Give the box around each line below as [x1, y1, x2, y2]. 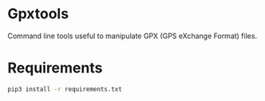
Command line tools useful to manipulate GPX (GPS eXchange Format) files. [7, 31, 257, 41]
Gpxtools [7, 5, 69, 23]
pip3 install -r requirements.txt [7, 85, 123, 93]
